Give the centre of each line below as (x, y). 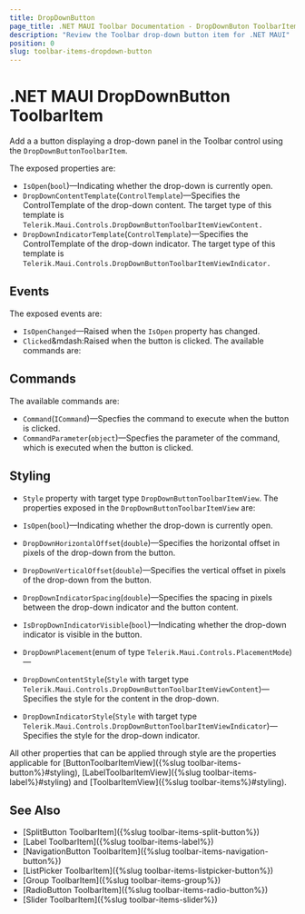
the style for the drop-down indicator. (130, 735)
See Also (35, 810)
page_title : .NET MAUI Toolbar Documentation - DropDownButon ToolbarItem (154, 26)
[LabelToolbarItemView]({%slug (142, 772)
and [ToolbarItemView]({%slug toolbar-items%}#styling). (180, 781)
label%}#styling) (40, 781)
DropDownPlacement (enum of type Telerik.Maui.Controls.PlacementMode (156, 651)
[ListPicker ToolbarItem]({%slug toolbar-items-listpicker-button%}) (148, 871)
